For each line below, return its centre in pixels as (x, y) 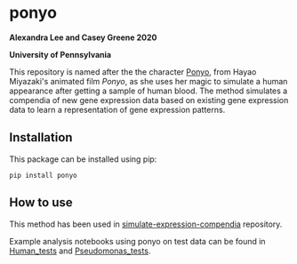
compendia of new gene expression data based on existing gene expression (149, 100)
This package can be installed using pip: (83, 159)
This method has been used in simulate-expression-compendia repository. (146, 224)
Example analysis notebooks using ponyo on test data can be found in (137, 241)
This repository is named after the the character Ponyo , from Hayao (133, 72)
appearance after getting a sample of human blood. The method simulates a (148, 91)
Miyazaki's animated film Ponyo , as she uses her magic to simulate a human (148, 81)
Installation (41, 137)
